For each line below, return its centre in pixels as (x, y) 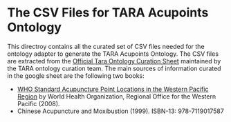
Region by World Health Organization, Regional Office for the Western (117, 96)
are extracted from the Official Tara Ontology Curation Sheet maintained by (114, 61)
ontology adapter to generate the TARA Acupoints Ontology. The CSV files (113, 54)
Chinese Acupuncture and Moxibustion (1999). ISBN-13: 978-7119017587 (121, 111)
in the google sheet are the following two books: (76, 75)
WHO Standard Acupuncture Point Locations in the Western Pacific (113, 89)
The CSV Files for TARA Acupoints (108, 13)
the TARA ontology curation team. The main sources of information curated (114, 68)
